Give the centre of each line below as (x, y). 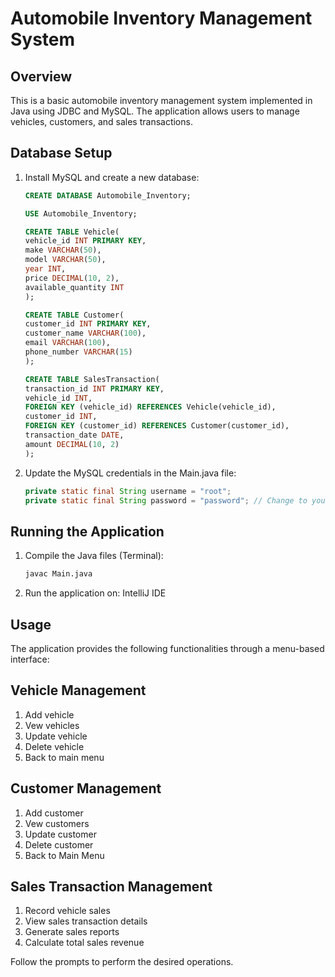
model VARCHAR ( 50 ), (65, 260)
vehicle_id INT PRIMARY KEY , (85, 241)
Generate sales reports (72, 932)
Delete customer (59, 844)
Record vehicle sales (67, 911)
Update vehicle (56, 736)
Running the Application (87, 531)
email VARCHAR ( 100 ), (67, 343)
